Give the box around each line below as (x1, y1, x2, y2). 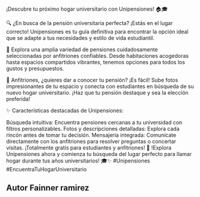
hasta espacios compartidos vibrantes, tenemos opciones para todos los (6, 59, 185, 65)
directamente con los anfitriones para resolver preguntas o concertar (6, 138, 177, 145)
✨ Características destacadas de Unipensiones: (6, 107, 124, 114)
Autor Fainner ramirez (6, 183, 90, 193)
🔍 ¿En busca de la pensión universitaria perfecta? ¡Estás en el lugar (6, 20, 173, 26)
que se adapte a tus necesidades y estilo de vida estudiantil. (6, 35, 155, 41)
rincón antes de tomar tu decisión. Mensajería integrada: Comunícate (6, 132, 177, 139)
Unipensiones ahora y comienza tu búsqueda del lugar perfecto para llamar (6, 151, 192, 157)
